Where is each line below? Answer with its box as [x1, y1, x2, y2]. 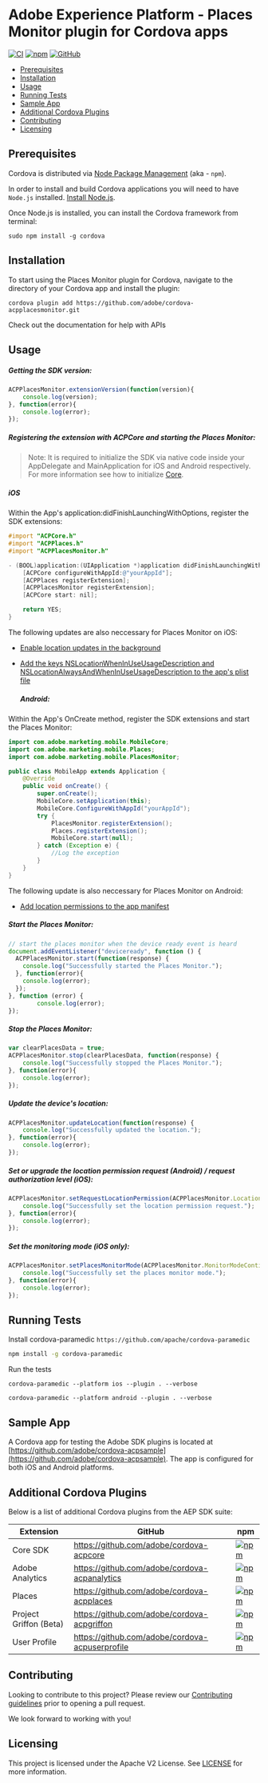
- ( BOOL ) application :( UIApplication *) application [8, 562, 180, 570]
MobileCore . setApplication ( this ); [37, 798, 152, 806]
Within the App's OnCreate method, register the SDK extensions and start [8, 714, 250, 723]
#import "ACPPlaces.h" [8, 540, 84, 548]
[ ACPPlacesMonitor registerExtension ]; [22, 584, 156, 592]
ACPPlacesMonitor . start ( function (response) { [15, 954, 170, 963]
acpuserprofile [73, 1641, 129, 1653]
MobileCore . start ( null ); [50, 834, 134, 842]
